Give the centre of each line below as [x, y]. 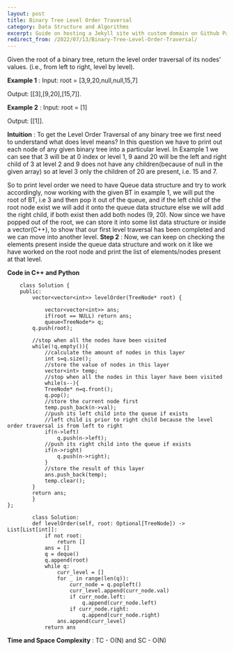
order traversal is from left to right [65, 426]
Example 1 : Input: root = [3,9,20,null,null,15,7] [72, 80]
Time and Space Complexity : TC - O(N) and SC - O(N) [87, 641]
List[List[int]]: [32, 530]
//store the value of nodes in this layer [107, 365]
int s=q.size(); [68, 359]
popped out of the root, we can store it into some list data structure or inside [117, 222]
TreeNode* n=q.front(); [79, 389]
